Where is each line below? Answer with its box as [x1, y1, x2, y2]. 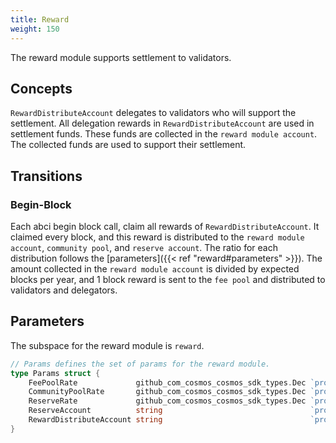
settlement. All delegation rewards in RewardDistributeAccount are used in [10, 117, 315, 130]
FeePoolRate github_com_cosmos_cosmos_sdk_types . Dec [28, 377, 307, 388]
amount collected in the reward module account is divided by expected [10, 263, 300, 275]
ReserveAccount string [28, 406, 163, 416]
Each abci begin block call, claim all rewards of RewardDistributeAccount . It [10, 221, 320, 232]
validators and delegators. [10, 284, 118, 296]
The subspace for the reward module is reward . [10, 339, 205, 351]
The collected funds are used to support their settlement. [10, 139, 247, 151]
